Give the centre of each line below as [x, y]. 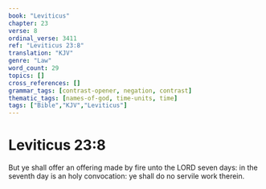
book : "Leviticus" [39, 16]
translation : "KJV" [41, 53]
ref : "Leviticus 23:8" [46, 46]
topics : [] [27, 76]
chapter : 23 [28, 23]
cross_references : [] [45, 83]
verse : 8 [23, 31]
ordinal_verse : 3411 [43, 38]
